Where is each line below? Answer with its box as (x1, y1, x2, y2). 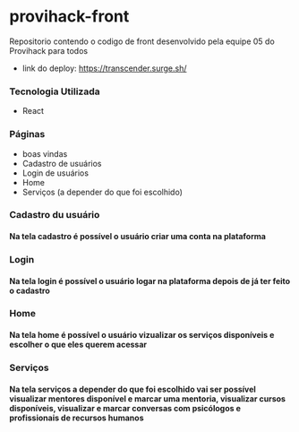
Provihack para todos (9, 45, 88, 56)
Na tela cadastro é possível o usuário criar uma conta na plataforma (9, 231, 267, 242)
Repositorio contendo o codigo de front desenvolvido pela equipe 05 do (9, 36, 275, 47)
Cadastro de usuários (21, 158, 102, 168)
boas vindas (21, 148, 68, 159)
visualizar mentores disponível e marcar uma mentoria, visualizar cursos (9, 393, 286, 404)
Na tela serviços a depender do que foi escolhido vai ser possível (9, 384, 257, 394)
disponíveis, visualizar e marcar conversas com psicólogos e (9, 402, 242, 413)
